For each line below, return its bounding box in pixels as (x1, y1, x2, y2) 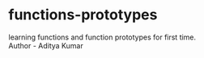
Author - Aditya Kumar (8, 40, 83, 50)
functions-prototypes (8, 6, 158, 24)
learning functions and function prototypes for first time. (8, 32, 197, 42)
